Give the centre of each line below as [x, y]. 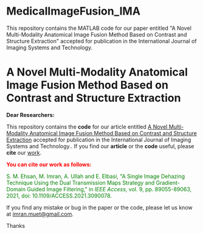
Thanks [16, 225]
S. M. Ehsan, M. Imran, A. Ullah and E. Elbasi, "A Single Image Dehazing [96, 176]
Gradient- [168, 183]
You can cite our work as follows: [49, 164]
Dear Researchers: [30, 115]
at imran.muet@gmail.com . [40, 214]
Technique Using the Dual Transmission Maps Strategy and [81, 183]
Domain [16, 189]
